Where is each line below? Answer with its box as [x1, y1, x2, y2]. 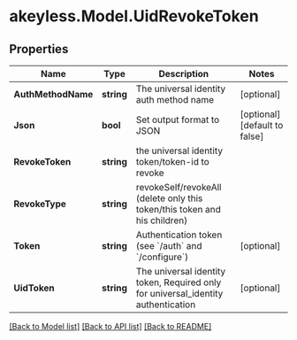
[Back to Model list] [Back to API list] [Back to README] [9, 321, 212, 331]
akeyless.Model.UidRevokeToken [9, 6, 259, 27]
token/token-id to [135, 156, 209, 167]
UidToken [13, 282, 55, 294]
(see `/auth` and [135, 240, 202, 251]
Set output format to [135, 113, 220, 126]
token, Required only [135, 276, 222, 289]
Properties [9, 42, 69, 57]
